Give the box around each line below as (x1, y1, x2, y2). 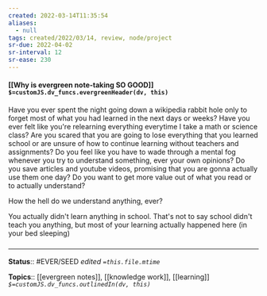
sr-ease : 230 (8, 56, 52, 64)
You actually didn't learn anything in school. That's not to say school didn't (8, 212, 253, 221)
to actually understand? (8, 181, 86, 190)
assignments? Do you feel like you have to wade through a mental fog (8, 148, 236, 157)
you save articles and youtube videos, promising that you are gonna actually (8, 164, 258, 174)
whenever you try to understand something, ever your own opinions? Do (8, 156, 246, 165)
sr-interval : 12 (8, 48, 62, 56)
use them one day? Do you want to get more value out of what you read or (8, 172, 252, 183)
